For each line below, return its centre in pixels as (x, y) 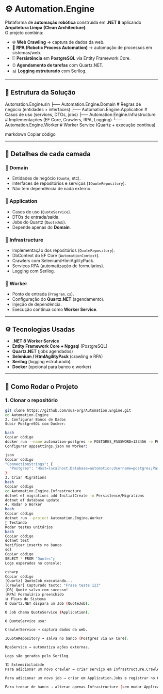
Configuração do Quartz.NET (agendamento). (58, 299)
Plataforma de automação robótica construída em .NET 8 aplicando (73, 22)
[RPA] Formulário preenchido (34, 595)
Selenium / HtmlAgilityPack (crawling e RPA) (57, 356)
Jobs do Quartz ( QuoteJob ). (39, 222)
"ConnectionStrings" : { (29, 464)
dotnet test (17, 541)
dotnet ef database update (32, 500)
